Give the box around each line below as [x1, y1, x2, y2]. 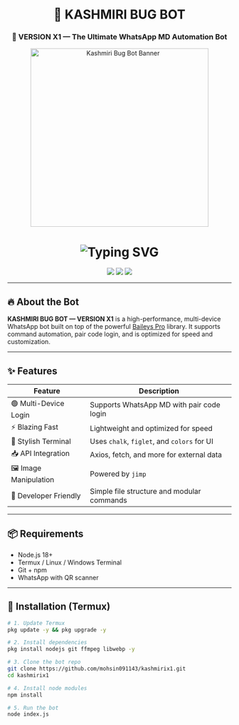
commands [90, 495, 128, 505]
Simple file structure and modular [90, 487, 201, 497]
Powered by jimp [90, 469, 147, 479]
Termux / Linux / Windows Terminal [17, 558, 122, 567]
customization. [7, 338, 51, 346]
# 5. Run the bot [7, 704, 59, 711]
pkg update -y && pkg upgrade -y [7, 626, 107, 634]
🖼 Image [11, 463, 42, 473]
